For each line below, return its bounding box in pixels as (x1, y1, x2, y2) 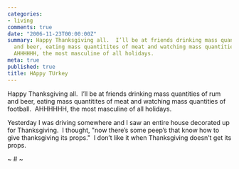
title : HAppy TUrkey (7, 70, 69, 77)
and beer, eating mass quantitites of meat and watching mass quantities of (7, 97, 226, 105)
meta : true (7, 57, 40, 64)
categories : (7, 10, 43, 18)
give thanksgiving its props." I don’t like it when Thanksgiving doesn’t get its (7, 133, 232, 142)
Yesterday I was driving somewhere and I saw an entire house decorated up (7, 118, 230, 126)
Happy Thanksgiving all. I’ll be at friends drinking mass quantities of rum (7, 89, 221, 98)
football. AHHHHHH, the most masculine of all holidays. (7, 104, 172, 113)
